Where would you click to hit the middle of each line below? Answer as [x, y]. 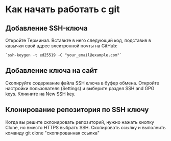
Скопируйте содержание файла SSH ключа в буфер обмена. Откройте [82, 83]
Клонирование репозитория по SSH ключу [77, 110]
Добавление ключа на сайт [52, 70]
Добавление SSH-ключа [46, 28]
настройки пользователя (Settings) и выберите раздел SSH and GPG [80, 88]
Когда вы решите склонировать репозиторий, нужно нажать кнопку [80, 122]
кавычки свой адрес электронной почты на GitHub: [62, 46]
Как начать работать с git [63, 9]
